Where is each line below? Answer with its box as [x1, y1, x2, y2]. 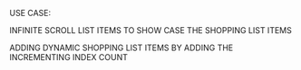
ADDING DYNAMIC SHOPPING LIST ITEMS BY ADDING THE [9, 42, 234, 53]
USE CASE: [9, 8, 52, 18]
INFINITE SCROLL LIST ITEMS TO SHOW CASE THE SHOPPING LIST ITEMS [9, 25, 292, 35]
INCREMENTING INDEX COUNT [9, 52, 129, 62]
